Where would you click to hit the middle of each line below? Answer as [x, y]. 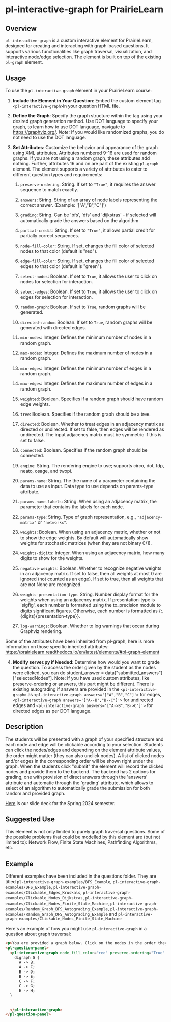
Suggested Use [30, 820]
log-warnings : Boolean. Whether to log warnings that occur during [90, 626]
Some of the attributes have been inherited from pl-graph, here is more [80, 641]
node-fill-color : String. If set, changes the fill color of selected [87, 246]
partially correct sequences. [50, 235]
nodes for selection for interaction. [56, 281]
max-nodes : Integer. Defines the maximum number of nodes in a [86, 353]
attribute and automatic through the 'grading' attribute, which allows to [79, 783]
